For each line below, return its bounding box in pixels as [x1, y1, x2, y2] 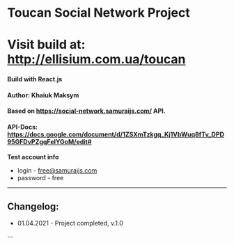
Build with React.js [7, 74, 63, 83]
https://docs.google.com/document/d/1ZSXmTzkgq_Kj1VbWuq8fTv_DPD [7, 130, 225, 139]
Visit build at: [7, 37, 86, 53]
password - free [17, 174, 64, 182]
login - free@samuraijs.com [17, 166, 97, 175]
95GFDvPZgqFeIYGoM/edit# [7, 137, 92, 145]
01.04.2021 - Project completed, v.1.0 [17, 219, 124, 228]
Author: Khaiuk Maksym [7, 90, 79, 99]
